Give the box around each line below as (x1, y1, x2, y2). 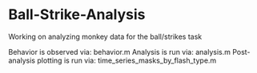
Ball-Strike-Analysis (8, 6, 146, 24)
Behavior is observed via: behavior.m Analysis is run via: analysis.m (8, 47, 231, 56)
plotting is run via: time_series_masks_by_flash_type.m (37, 56, 217, 65)
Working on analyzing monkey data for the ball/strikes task (8, 32, 203, 41)
